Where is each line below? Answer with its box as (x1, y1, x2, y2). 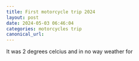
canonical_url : (6, 31, 45, 37)
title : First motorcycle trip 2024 (6, 8, 96, 15)
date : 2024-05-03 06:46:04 (6, 20, 74, 26)
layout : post (6, 14, 39, 21)
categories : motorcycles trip (6, 25, 82, 32)
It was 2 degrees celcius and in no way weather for (6, 48, 133, 55)
